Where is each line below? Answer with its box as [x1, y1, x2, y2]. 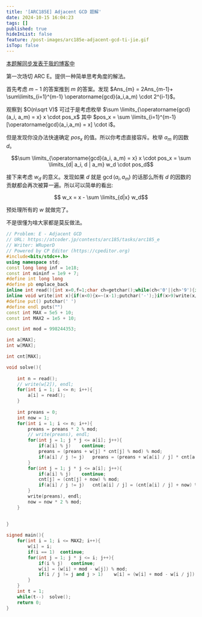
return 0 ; [17, 600, 42, 606]
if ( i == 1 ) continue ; [28, 549, 85, 555]
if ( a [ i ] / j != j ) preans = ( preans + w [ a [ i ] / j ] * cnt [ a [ [38, 454, 198, 460]
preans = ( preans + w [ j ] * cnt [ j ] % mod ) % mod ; [38, 449, 163, 455]
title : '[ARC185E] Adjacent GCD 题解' [6, 8, 102, 15]
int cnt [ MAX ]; [6, 353, 42, 359]
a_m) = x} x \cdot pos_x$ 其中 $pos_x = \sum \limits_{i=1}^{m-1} [17, 113, 176, 121]
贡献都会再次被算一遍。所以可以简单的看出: [6, 182, 114, 189]
